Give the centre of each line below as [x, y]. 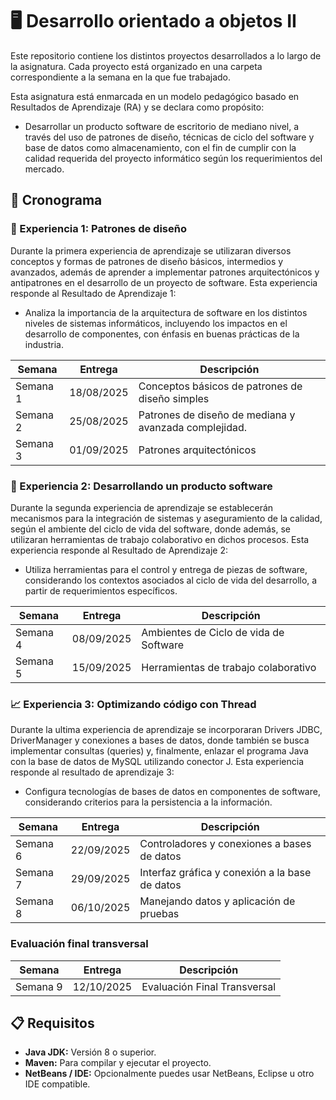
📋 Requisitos [52, 1023]
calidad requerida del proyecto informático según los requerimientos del [173, 158]
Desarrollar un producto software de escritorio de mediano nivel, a [162, 126]
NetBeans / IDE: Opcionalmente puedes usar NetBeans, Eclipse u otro [169, 1074]
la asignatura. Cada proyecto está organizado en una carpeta [136, 66]
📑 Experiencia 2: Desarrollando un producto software [141, 486]
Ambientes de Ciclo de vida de [213, 632]
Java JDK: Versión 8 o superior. [90, 1052]
